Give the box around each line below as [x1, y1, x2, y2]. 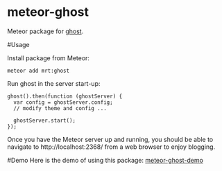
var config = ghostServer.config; [13, 98, 113, 106]
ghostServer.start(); [13, 117, 76, 124]
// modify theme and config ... [13, 105, 108, 111]
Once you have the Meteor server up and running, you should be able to [7, 135, 214, 143]
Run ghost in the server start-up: [7, 79, 101, 87]
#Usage [7, 40, 30, 48]
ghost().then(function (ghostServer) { [7, 93, 123, 100]
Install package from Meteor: [7, 53, 90, 62]
